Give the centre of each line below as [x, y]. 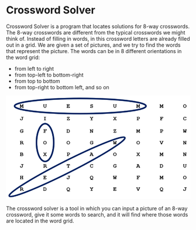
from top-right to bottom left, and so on [62, 87]
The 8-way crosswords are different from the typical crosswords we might [96, 32]
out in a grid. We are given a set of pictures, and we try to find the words [93, 45]
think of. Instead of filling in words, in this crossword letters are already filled [98, 39]
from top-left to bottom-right [49, 75]
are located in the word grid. [40, 221]
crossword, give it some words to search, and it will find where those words [97, 215]
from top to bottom [37, 81]
